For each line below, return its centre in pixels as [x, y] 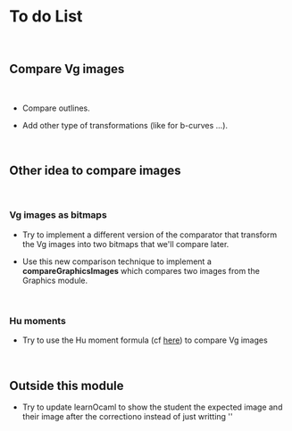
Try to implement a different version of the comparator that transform [150, 235]
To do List [46, 17]
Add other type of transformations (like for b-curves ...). [125, 125]
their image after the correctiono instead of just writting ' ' [128, 416]
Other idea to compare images [95, 171]
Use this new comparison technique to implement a [117, 261]
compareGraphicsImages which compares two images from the [141, 270]
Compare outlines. [56, 108]
